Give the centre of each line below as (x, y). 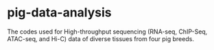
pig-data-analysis (59, 13)
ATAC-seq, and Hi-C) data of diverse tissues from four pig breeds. (100, 38)
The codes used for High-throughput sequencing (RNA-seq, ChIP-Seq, (107, 32)
